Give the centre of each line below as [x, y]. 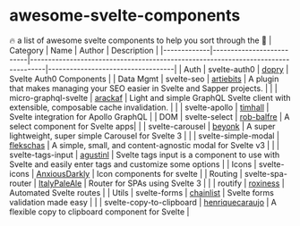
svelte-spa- [266, 173]
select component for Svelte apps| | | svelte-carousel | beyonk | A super [142, 126]
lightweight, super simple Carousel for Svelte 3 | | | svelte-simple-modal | [145, 136]
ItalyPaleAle [60, 183]
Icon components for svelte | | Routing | [170, 173]
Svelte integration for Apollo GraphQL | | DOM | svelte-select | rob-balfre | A [150, 116]
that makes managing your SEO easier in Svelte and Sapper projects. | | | [143, 88]
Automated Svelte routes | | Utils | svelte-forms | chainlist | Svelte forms [142, 192]
